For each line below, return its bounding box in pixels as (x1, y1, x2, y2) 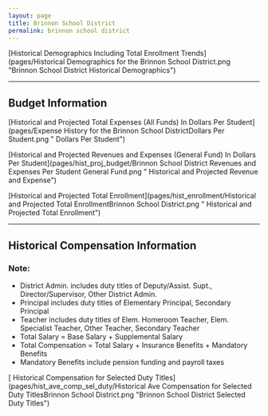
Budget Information (8, 96, 108, 110)
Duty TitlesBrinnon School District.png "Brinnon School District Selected (8, 390, 246, 399)
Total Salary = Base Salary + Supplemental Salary (19, 331, 183, 341)
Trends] (180, 49, 207, 58)
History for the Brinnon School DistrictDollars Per (63, 126, 225, 136)
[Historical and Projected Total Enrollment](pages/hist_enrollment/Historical (8, 191, 257, 201)
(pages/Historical (8, 57, 65, 66)
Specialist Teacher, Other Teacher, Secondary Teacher (19, 323, 200, 333)
